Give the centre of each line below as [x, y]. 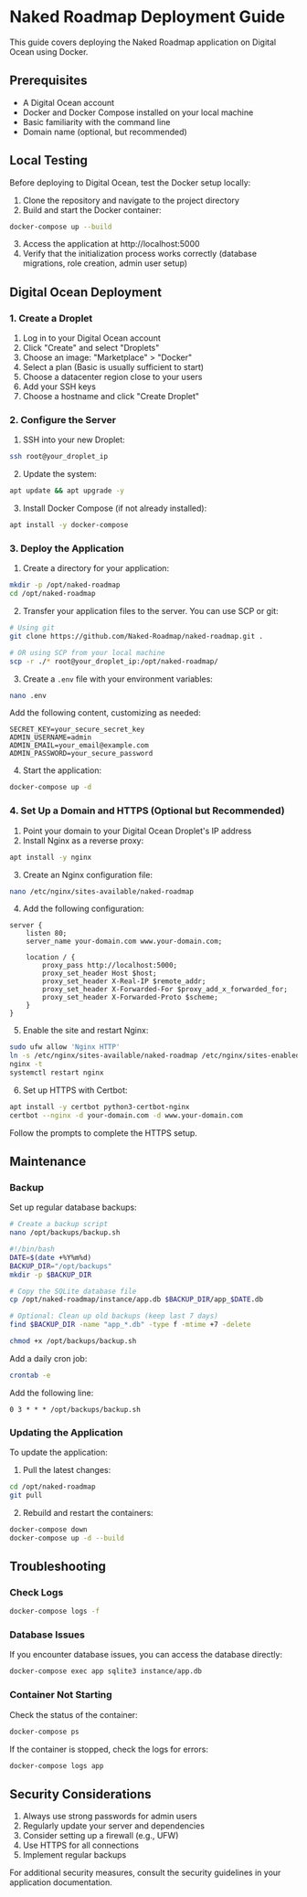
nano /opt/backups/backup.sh [65, 1233]
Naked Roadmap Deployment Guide [148, 17]
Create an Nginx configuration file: [88, 874]
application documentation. [61, 1882]
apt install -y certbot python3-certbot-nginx [100, 1107]
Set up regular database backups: [73, 1207]
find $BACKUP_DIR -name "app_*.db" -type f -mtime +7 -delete [130, 1325]
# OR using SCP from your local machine [88, 652]
